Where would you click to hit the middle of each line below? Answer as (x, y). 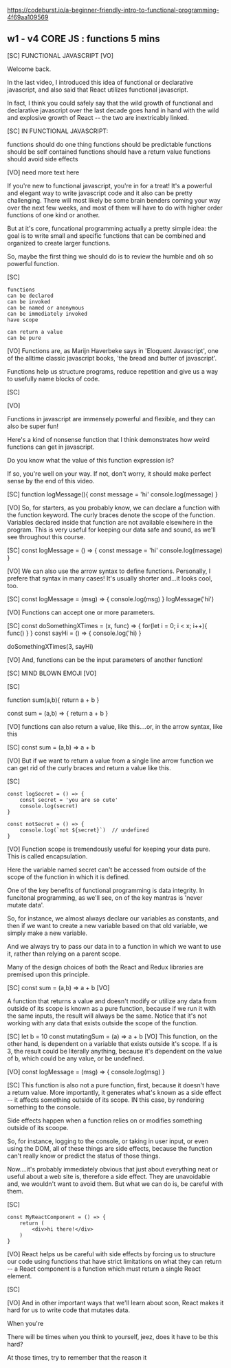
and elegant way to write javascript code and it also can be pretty (100, 193)
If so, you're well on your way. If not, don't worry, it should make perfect (109, 473)
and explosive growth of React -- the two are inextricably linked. (98, 117)
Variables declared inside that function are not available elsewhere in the (110, 522)
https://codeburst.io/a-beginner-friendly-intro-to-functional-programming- (113, 10)
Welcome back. (29, 69)
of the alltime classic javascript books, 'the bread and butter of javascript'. (112, 358)
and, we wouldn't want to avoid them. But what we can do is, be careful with (115, 1184)
